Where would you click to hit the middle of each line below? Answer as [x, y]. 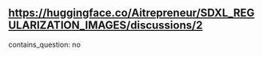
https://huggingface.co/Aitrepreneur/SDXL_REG [131, 13]
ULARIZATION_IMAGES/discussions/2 [106, 26]
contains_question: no [45, 44]
